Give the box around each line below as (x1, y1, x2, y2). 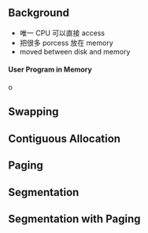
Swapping (8, 105, 59, 119)
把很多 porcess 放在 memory (19, 38, 113, 47)
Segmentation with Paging (8, 212, 141, 225)
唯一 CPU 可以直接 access (19, 28, 105, 38)
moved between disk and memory (19, 46, 131, 56)
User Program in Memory (8, 65, 92, 74)
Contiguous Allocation (8, 131, 120, 145)
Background (8, 6, 69, 20)
